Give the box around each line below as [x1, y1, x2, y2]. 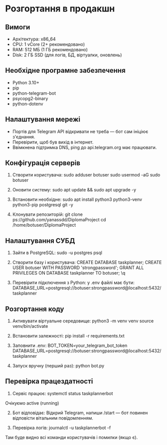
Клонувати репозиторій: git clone [12, 211, 83, 217]
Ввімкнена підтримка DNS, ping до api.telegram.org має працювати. [12, 144, 157, 150]
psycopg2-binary [12, 95, 48, 101]
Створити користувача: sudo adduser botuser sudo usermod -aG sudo [12, 172, 161, 178]
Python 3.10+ [12, 79, 40, 85]
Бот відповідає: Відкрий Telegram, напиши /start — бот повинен [12, 410, 148, 416]
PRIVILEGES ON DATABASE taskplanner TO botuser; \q [12, 270, 126, 276]
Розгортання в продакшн [5, 3, 115, 14]
